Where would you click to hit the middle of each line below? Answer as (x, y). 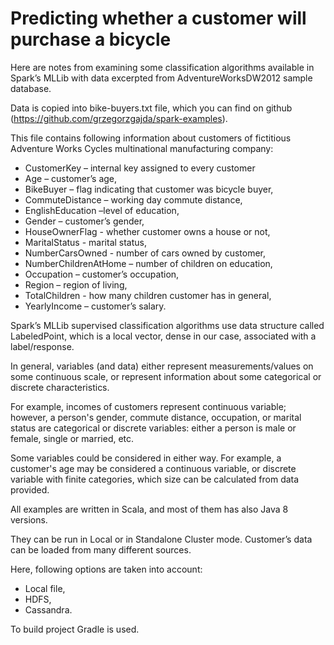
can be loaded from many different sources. (101, 549)
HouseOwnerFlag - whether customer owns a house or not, (147, 231)
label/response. (42, 346)
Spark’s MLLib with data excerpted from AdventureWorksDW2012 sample (161, 78)
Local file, (45, 588)
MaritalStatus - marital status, (85, 242)
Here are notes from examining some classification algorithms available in (162, 67)
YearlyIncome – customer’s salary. (95, 306)
